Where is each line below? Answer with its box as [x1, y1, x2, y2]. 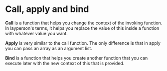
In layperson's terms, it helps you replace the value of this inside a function [5, 25, 160, 31]
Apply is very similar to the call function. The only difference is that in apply [5, 40, 161, 46]
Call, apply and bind [5, 3, 89, 15]
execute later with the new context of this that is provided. [5, 60, 125, 66]
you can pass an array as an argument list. [5, 45, 92, 51]
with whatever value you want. [5, 30, 68, 36]
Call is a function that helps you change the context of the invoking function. [5, 20, 163, 26]
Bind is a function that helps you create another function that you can [5, 55, 148, 61]
